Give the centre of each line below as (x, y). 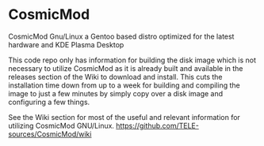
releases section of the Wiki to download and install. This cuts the (115, 77)
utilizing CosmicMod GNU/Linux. (61, 125)
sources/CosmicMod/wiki (50, 134)
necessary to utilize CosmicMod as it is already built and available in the (126, 68)
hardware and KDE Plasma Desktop (66, 44)
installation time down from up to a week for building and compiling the (124, 85)
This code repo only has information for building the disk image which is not (132, 60)
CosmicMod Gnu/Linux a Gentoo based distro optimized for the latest (121, 36)
